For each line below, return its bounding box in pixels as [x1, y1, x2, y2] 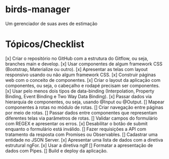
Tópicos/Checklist [5, 38, 84, 50]
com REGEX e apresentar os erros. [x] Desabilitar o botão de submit [5, 120, 148, 126]
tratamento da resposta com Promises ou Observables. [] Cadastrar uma [5, 131, 158, 138]
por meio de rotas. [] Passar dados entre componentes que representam [5, 109, 157, 116]
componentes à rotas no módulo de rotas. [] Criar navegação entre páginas [5, 104, 164, 110]
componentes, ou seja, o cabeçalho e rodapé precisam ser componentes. [5, 82, 160, 88]
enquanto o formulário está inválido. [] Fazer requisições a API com [5, 126, 147, 132]
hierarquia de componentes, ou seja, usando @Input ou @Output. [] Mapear [5, 99, 164, 105]
